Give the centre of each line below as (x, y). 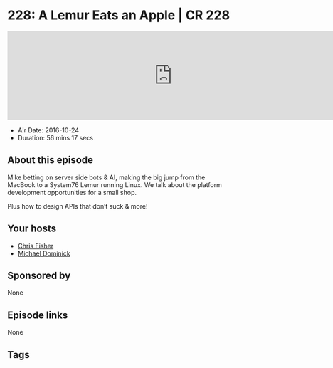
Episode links (38, 315)
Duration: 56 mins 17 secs (55, 137)
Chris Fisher (36, 246)
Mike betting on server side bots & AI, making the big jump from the (106, 177)
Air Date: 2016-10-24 (48, 130)
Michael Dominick (44, 253)
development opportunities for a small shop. (72, 192)
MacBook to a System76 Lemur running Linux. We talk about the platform (115, 184)
